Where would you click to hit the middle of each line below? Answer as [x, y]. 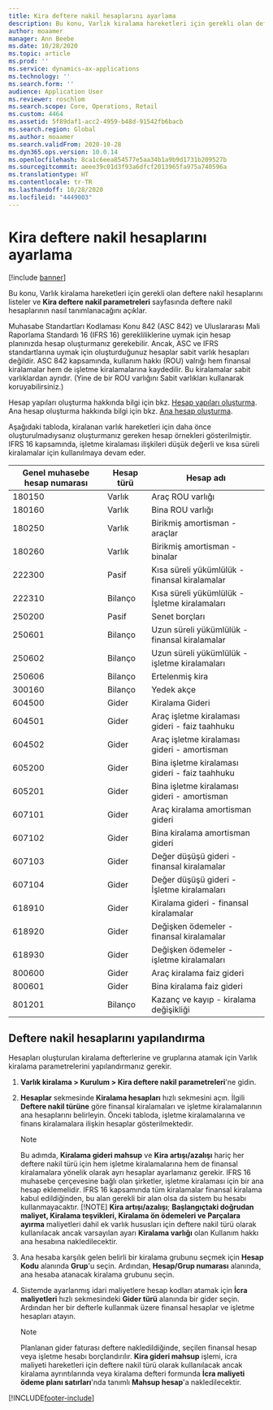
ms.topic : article [39, 54]
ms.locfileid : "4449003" [50, 197]
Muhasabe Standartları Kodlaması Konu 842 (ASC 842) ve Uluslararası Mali [134, 326]
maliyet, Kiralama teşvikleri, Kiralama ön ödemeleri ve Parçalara [130, 1216]
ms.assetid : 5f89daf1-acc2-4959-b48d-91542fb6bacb [96, 122]
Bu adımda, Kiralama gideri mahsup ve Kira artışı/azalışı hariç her [132, 1156]
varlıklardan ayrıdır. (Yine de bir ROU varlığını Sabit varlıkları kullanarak [126, 378]
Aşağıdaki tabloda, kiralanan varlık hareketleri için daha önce [110, 427]
